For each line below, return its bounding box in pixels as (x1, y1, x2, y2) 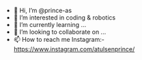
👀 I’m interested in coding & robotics (13, 13, 116, 22)
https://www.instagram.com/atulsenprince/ (13, 45, 135, 53)
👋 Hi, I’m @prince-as (13, 7, 72, 14)
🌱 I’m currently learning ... (13, 21, 87, 28)
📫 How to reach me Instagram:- (13, 36, 104, 43)
